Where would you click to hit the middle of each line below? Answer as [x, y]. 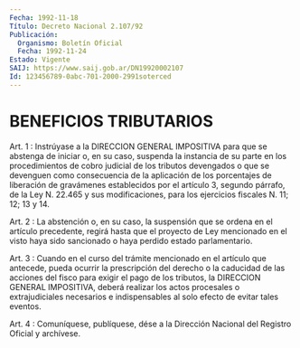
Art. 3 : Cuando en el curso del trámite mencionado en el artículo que [138, 258]
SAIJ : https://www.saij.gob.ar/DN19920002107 [96, 69]
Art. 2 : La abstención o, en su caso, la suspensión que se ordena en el [141, 221]
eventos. [26, 306]
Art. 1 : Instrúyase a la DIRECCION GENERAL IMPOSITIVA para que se [139, 146]
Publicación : [34, 34]
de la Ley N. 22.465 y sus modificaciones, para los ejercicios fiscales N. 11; [149, 194]
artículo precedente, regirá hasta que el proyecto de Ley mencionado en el [148, 230]
